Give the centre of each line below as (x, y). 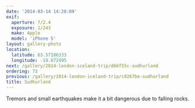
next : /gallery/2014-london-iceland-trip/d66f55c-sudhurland (82, 66)
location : (18, 50)
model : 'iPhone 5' (34, 39)
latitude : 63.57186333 (39, 55)
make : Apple (26, 33)
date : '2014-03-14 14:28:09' (42, 11)
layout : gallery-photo (34, 44)
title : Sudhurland (28, 82)
